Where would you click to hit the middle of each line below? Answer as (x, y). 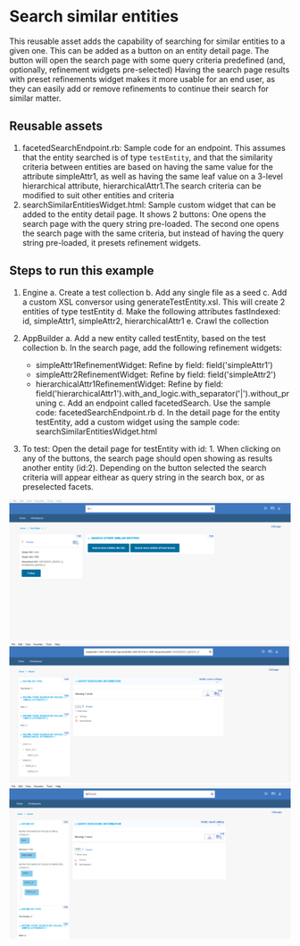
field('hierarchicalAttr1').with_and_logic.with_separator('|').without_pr (162, 393)
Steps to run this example (82, 271)
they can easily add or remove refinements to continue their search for (139, 88)
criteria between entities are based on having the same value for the (148, 166)
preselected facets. (58, 486)
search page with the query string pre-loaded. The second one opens (150, 223)
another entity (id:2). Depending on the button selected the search (144, 467)
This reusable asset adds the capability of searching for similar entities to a (147, 41)
